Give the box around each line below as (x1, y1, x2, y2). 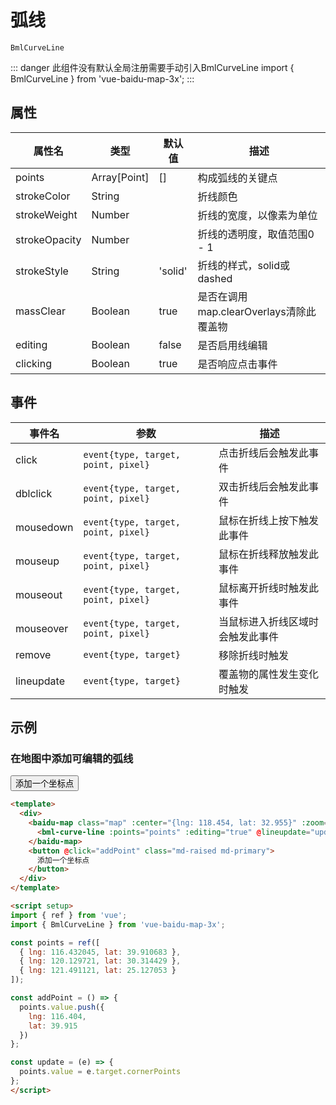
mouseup (15, 554, 60, 568)
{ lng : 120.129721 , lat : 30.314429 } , (19, 956, 182, 966)
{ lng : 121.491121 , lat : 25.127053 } (19, 966, 177, 976)
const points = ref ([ (10, 937, 101, 948)
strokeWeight (15, 207, 78, 221)
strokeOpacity (15, 232, 82, 246)
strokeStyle (15, 264, 69, 278)
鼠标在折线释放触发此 (218, 547, 319, 561)
